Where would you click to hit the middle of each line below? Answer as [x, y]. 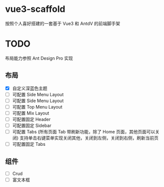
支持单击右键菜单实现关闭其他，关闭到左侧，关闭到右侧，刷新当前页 [89, 138]
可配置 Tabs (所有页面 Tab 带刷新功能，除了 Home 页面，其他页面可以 [84, 132]
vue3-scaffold [35, 9]
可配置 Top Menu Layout [37, 107]
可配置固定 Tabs [29, 144]
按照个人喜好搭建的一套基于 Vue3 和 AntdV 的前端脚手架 [63, 23]
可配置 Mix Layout [31, 113]
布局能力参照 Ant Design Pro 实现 [39, 58]
